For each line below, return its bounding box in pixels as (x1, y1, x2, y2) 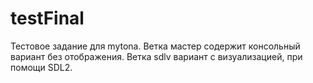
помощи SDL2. (10, 61, 73, 73)
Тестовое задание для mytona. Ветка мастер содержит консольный (10, 40, 301, 52)
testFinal (10, 7, 85, 30)
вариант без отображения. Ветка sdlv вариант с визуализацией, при (10, 50, 303, 62)
